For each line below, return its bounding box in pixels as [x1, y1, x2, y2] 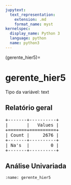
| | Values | [5, 122, 59, 128]
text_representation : [10, 12, 56, 17]
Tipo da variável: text [5, 89, 49, 95]
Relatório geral [5, 103, 53, 112]
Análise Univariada [5, 162, 67, 170]
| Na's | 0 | [5, 142, 59, 148]
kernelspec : [5, 26, 30, 31]
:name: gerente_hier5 [5, 175, 51, 180]
